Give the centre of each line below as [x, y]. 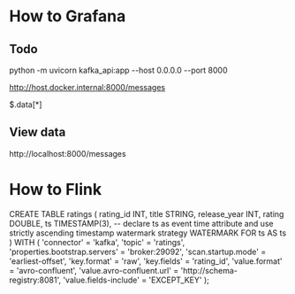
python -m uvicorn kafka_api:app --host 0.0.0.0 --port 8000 [118, 70]
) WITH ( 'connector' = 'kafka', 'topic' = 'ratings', [97, 242]
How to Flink [56, 190]
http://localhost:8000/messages [68, 153]
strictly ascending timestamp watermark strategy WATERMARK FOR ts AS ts [148, 233]
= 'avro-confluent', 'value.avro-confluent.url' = [94, 270]
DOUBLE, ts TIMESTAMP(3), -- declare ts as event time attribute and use [141, 223]
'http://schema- [209, 270]
